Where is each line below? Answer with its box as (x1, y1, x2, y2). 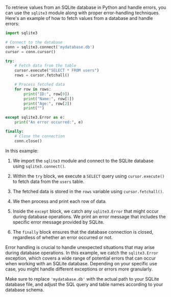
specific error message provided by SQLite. (12, 219, 105, 225)
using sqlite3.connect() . (12, 163, 66, 169)
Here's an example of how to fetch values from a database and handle (5, 15, 153, 21)
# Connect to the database (5, 39, 63, 45)
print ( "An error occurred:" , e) (14, 120, 83, 125)
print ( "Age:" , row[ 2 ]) (23, 101, 72, 106)
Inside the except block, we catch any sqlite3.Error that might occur (12, 208, 159, 214)
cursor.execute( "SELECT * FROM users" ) (14, 68, 100, 73)
